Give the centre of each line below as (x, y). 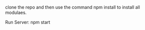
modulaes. (16, 12)
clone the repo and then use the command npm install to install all (73, 7)
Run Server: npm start (28, 22)
